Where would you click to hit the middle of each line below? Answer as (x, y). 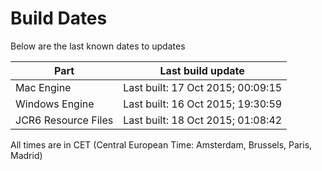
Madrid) (26, 155)
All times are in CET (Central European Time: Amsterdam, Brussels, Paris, (161, 144)
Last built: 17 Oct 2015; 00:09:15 (203, 87)
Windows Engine (55, 104)
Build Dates (59, 18)
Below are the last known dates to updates (98, 46)
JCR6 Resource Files (64, 120)
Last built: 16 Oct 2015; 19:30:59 (203, 104)
